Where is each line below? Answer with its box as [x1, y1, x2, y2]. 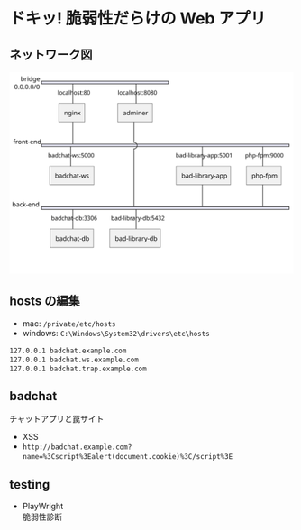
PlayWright [22, 501, 64, 512]
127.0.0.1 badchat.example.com [9, 346, 127, 355]
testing [9, 477, 50, 492]
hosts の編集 [9, 294, 80, 309]
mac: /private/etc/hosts [22, 317, 116, 329]
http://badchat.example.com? [22, 443, 132, 452]
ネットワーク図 [9, 47, 93, 62]
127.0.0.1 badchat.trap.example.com [9, 364, 147, 373]
